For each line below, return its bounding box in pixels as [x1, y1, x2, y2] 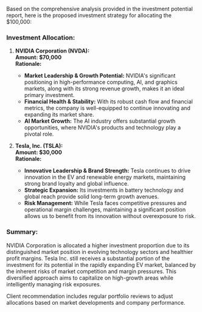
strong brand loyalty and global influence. [24, 180, 129, 187]
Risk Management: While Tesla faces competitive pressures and [24, 200, 187, 207]
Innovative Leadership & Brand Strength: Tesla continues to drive [24, 167, 191, 175]
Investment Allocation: [6, 33, 75, 42]
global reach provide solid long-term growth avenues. [24, 193, 159, 200]
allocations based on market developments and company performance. [6, 299, 186, 306]
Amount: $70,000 [15, 54, 62, 61]
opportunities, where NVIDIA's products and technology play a [24, 124, 181, 131]
